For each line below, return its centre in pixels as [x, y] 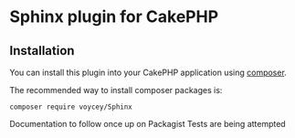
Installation [42, 51]
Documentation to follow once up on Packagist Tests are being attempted [147, 124]
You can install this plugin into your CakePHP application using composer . [148, 72]
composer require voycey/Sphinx [71, 107]
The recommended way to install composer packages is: [116, 90]
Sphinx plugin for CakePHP [114, 17]
